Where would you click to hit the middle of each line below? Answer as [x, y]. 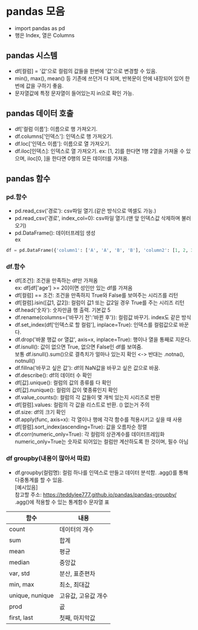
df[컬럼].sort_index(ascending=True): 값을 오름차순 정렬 [81, 427]
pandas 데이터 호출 [40, 114]
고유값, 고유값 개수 [83, 596]
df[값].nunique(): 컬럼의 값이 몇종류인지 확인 [66, 390]
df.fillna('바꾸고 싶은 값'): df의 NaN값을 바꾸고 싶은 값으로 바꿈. [87, 368]
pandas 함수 [28, 178]
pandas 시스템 [32, 56]
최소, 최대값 [75, 585]
